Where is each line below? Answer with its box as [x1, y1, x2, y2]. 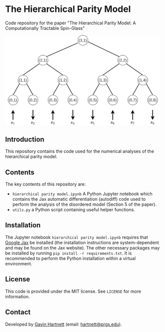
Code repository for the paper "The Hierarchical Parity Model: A [5, 20, 136, 26]
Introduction [5, 135, 45, 144]
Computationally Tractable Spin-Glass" [5, 25, 85, 31]
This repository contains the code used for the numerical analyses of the [5, 148, 154, 155]
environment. [5, 260, 32, 266]
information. [5, 293, 30, 299]
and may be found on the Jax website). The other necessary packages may [5, 245, 160, 250]
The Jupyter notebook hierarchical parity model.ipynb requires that [5, 234, 148, 240]
